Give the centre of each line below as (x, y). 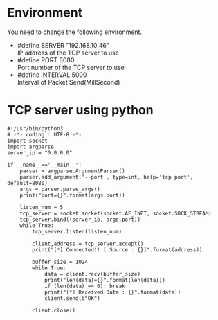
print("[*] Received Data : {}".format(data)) (112, 292)
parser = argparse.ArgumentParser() (73, 171)
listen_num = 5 (42, 207)
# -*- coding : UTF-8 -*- (44, 134)
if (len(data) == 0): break (85, 286)
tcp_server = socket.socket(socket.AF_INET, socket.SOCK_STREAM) (116, 213)
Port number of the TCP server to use (71, 67)
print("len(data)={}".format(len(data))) (105, 280)
